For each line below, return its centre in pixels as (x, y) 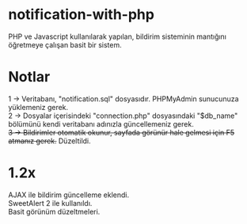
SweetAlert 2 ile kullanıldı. (50, 203)
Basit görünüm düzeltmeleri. (54, 211)
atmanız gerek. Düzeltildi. (49, 141)
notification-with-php (81, 15)
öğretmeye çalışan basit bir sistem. (65, 44)
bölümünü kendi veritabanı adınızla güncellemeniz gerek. (101, 123)
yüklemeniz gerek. (38, 107)
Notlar (29, 77)
